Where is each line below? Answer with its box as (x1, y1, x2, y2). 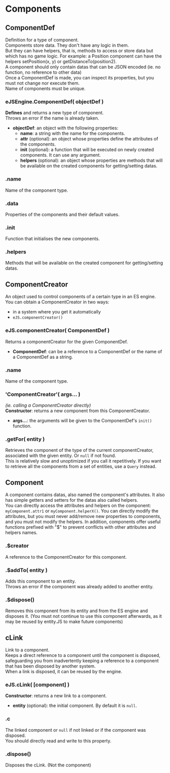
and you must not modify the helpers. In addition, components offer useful (5, 519, 161, 525)
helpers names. (5, 530, 38, 536)
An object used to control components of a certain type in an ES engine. (5, 294, 156, 300)
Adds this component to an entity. (5, 578, 76, 584)
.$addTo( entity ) (5, 566, 48, 574)
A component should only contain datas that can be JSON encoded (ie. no (5, 64, 161, 70)
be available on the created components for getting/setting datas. (20, 163, 158, 169)
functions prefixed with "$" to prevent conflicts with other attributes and (5, 524, 156, 530)
